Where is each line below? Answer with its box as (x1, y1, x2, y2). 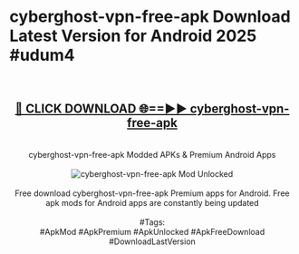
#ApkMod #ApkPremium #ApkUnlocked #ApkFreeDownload (39, 226, 265, 237)
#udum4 (9, 45, 75, 65)
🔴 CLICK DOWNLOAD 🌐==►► (14, 102, 188, 117)
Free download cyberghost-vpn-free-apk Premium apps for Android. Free (14, 188, 290, 199)
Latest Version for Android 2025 (9, 25, 257, 46)
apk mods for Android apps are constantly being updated (44, 197, 260, 208)
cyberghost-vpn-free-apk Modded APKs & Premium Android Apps (28, 149, 276, 160)
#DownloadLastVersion (108, 236, 197, 247)
